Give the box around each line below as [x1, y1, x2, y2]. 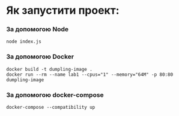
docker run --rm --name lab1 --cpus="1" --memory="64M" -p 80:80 [6, 72, 173, 78]
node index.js [6, 38, 42, 45]
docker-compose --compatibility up [6, 105, 96, 111]
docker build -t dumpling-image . [6, 66, 93, 72]
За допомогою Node [6, 25, 69, 34]
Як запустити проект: [6, 4, 120, 17]
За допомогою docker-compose [6, 91, 104, 99]
